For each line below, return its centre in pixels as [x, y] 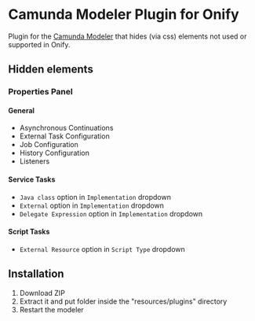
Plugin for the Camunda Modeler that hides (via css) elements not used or [127, 36]
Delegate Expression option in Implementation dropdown [111, 213]
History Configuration [55, 153]
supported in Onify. [39, 44]
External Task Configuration [64, 136]
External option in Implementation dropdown [92, 205]
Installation [36, 274]
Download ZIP [42, 293]
